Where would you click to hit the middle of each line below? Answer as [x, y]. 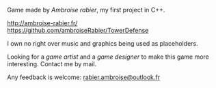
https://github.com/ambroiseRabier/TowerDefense [78, 30]
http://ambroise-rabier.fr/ [42, 23]
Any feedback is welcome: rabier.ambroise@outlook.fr [84, 77]
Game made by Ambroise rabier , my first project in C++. [86, 10]
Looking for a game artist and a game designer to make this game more [108, 57]
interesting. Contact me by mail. [52, 64]
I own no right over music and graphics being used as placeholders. [103, 43]
